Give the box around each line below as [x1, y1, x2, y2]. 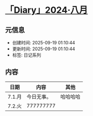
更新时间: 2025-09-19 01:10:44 [12, 46, 75, 52]
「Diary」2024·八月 [5, 4, 88, 16]
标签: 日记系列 [12, 52, 41, 58]
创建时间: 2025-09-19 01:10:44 [12, 40, 75, 45]
